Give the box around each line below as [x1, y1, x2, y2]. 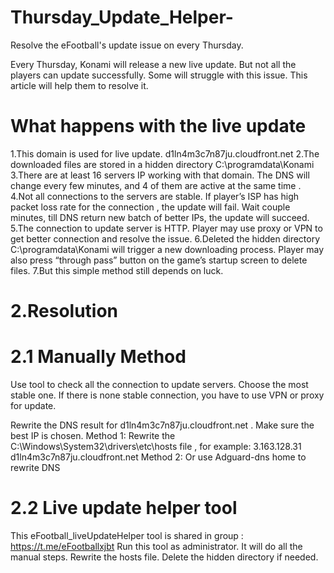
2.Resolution [10, 300, 119, 323]
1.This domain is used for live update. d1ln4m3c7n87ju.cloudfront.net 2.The [10, 147, 320, 160]
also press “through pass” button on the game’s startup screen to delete [10, 254, 308, 266]
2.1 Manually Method [10, 346, 187, 368]
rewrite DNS [10, 462, 61, 473]
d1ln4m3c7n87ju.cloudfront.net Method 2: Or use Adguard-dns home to [10, 451, 307, 463]
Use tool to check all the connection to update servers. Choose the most [10, 379, 309, 390]
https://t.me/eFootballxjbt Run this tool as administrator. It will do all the [10, 540, 303, 552]
